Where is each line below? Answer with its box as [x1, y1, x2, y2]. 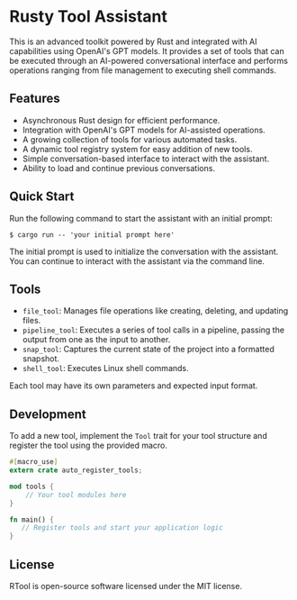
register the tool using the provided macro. [9, 440, 168, 451]
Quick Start [9, 189, 75, 205]
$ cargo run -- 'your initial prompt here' [9, 230, 175, 240]
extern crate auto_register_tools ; [9, 466, 143, 475]
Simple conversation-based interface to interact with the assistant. [22, 153, 270, 164]
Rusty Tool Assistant [9, 6, 168, 27]
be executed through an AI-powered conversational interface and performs [9, 55, 288, 66]
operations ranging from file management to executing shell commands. [9, 65, 277, 76]
